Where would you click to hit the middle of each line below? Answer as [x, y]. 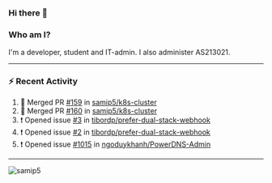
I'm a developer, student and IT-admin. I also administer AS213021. [119, 53]
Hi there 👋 [28, 13]
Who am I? [30, 34]
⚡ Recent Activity [43, 82]
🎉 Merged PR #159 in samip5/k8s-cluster [88, 102]
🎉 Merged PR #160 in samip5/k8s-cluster [89, 111]
